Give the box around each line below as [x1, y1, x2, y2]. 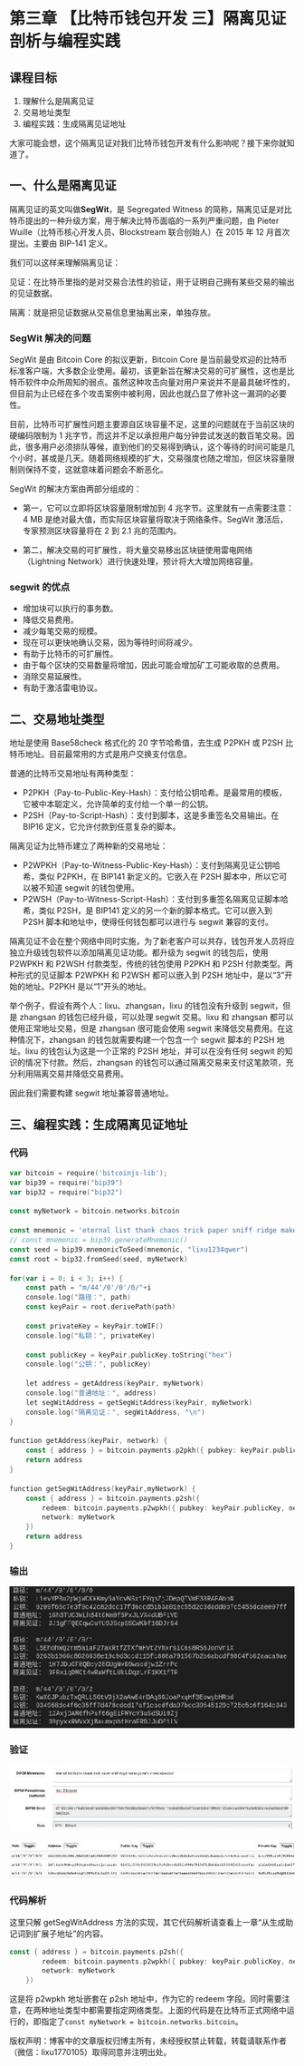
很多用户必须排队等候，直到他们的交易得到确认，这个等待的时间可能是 [24, 442, 287, 453]
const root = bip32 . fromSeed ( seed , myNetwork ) [9, 1254, 188, 1263]
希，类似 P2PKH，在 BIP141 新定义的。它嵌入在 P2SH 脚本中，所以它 [22, 872, 280, 882]
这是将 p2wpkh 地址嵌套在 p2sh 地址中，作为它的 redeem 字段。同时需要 [9, 1993, 282, 2004]
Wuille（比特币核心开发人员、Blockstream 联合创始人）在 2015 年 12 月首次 [9, 226, 290, 237]
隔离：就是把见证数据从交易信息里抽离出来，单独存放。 [9, 307, 215, 317]
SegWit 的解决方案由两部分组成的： [9, 483, 142, 494]
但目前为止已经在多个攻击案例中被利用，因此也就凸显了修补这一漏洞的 [9, 388, 271, 399]
